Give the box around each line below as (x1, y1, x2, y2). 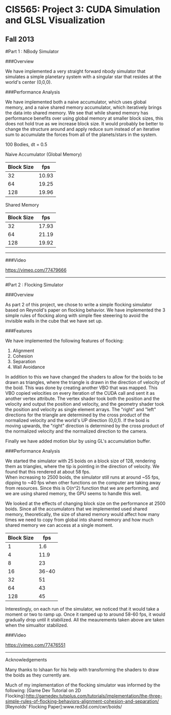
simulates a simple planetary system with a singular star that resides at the (5, 74, 162, 80)
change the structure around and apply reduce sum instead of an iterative (5, 126, 160, 132)
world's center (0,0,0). (5, 79, 52, 85)
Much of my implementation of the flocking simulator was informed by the (5, 682, 161, 688)
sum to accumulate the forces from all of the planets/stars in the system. (5, 131, 158, 138)
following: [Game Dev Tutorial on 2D (5, 687, 81, 694)
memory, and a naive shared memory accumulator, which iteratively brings (5, 104, 162, 110)
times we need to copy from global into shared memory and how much (5, 517, 154, 523)
